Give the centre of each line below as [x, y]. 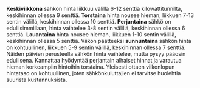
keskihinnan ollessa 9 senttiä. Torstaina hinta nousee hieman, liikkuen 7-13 [100, 15]
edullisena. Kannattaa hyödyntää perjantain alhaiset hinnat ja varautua [94, 60]
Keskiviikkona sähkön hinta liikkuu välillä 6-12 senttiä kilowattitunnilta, [94, 9]
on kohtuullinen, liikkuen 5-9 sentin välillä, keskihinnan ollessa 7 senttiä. [96, 47]
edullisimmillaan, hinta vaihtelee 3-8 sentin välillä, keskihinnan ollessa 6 [96, 28]
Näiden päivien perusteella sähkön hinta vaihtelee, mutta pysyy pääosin [96, 54]
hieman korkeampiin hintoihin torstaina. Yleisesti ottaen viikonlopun [91, 67]
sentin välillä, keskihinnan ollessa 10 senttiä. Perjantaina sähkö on [89, 22]
